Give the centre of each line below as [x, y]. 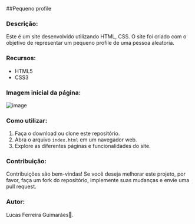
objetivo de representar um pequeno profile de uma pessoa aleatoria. [90, 43]
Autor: [16, 202]
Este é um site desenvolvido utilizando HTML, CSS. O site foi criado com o [96, 37]
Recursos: [21, 58]
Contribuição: [27, 162]
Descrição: [22, 24]
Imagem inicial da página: [44, 93]
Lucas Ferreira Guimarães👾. [40, 215]
